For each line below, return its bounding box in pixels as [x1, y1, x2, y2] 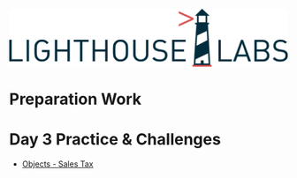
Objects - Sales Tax [21, 159, 95, 169]
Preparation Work [9, 89, 141, 109]
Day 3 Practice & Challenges [9, 130, 221, 150]
